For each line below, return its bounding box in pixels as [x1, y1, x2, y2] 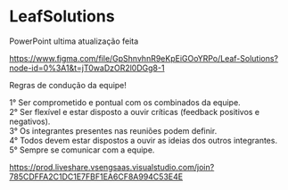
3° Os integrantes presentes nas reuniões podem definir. [9, 125, 218, 136]
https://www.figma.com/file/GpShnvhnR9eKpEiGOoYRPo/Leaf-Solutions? [9, 53, 279, 63]
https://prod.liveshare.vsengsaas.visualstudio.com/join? [9, 161, 215, 172]
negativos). [9, 116, 51, 127]
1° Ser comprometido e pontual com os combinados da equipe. [9, 96, 241, 108]
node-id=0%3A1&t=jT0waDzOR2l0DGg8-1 [9, 62, 165, 73]
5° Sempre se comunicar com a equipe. [9, 145, 155, 155]
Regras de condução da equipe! [9, 79, 128, 90]
